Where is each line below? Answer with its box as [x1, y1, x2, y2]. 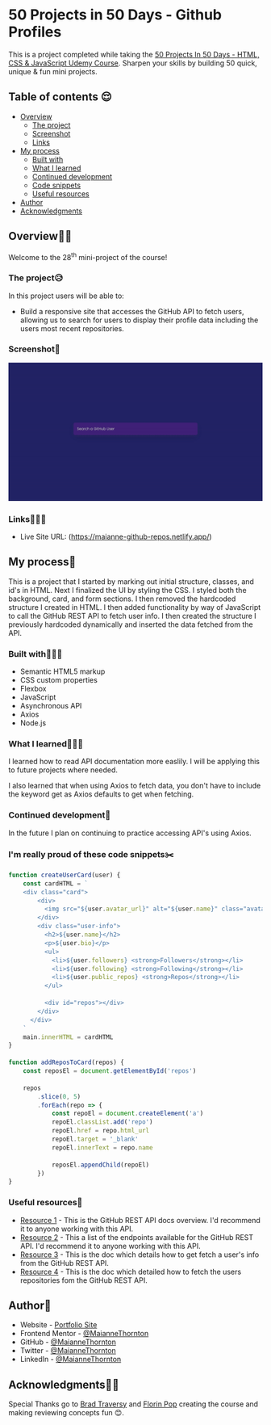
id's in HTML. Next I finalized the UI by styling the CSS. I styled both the [8, 585, 248, 595]
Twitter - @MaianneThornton [19, 1346, 117, 1356]
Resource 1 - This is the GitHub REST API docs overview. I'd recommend [19, 1215, 261, 1225]
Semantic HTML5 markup [19, 666, 106, 676]
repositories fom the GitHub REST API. [19, 1275, 148, 1285]
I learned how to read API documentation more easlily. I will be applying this [8, 757, 261, 767]
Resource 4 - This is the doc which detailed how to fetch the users [19, 1267, 242, 1276]
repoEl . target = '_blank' [51, 1135, 139, 1144]
